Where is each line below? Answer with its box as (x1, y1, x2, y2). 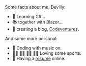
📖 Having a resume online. (12, 56, 65, 61)
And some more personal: (5, 36, 57, 41)
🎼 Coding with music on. (12, 45, 62, 51)
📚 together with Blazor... (12, 19, 63, 25)
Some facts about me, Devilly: (5, 4, 66, 10)
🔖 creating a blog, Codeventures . (12, 26, 80, 32)
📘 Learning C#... (12, 14, 46, 19)
